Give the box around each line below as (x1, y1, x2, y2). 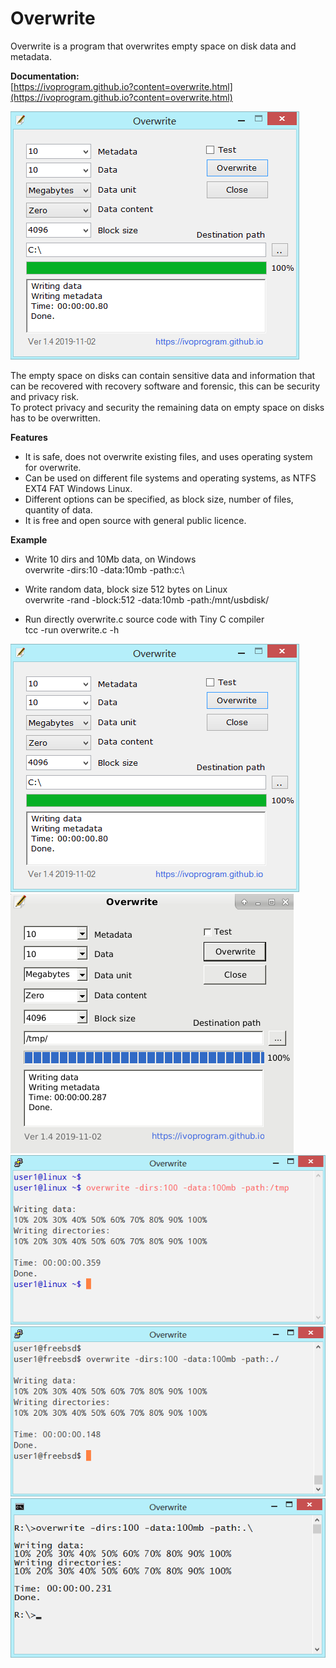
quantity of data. (24, 503, 93, 516)
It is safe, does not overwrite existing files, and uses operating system (24, 450, 313, 462)
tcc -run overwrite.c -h (24, 623, 120, 636)
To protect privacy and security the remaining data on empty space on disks (10, 401, 325, 413)
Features (10, 431, 48, 443)
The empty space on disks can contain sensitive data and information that (10, 369, 316, 381)
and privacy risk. (10, 390, 80, 402)
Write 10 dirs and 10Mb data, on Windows (24, 553, 197, 565)
